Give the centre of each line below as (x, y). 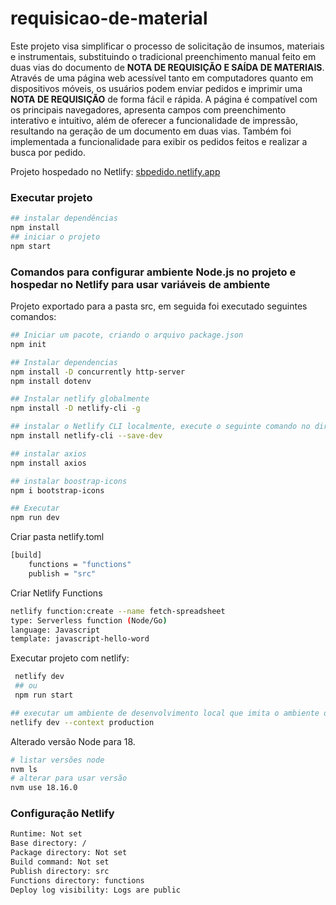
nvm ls (24, 769)
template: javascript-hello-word (80, 639)
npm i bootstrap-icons (57, 490)
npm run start (44, 695)
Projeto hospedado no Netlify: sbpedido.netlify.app (115, 171)
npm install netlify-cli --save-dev (86, 436)
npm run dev (35, 518)
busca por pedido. (48, 152)
